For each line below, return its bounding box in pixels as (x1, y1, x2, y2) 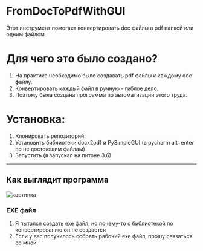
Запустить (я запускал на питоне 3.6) (14, 151, 112, 158)
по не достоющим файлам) (14, 145, 86, 152)
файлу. (14, 78, 33, 85)
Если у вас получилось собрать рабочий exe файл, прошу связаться (14, 232, 193, 240)
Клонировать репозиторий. (14, 132, 86, 140)
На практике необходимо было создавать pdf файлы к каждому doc (14, 71, 192, 79)
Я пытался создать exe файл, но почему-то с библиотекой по (14, 220, 173, 227)
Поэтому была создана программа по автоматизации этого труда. (14, 91, 188, 98)
